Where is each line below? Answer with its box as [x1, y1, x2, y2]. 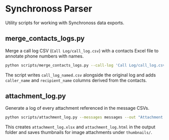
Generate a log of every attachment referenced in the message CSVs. [5, 105, 149, 111]
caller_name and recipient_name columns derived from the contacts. [5, 77, 147, 83]
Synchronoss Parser [5, 3, 93, 15]
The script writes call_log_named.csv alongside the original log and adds [5, 72, 156, 78]
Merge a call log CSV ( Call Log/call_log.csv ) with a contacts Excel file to [5, 47, 159, 53]
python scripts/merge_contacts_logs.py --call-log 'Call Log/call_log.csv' [5, 62, 167, 68]
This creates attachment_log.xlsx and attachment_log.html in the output [5, 124, 156, 130]
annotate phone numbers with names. [5, 53, 84, 59]
